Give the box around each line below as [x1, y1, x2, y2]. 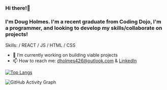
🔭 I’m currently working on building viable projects [12, 52, 118, 58]
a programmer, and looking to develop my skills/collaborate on [5, 24, 162, 31]
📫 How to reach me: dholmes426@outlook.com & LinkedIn [12, 58, 137, 64]
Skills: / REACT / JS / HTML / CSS [5, 42, 76, 49]
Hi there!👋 [5, 5, 30, 12]
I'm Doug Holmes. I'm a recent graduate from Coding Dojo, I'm [5, 18, 161, 25]
